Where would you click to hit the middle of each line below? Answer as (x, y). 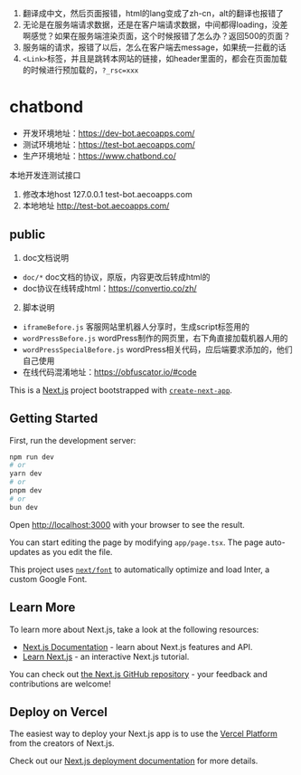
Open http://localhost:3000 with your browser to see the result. (127, 524)
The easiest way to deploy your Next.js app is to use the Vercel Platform (144, 734)
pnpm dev (26, 491)
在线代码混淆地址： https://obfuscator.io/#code (109, 372)
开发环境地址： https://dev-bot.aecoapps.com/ (108, 133)
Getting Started (54, 419)
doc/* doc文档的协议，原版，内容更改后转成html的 (116, 277)
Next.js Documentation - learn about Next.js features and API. (137, 646)
